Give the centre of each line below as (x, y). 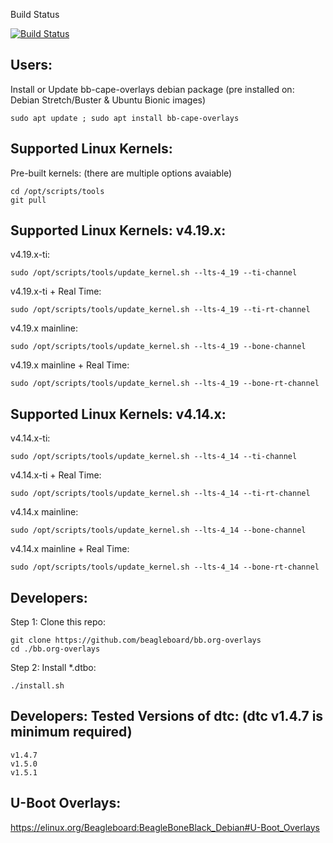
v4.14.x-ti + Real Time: (56, 475)
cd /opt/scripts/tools (57, 191)
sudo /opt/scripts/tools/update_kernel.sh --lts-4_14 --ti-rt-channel (160, 494)
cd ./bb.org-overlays (55, 649)
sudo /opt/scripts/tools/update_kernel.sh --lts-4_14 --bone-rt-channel (165, 567)
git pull (28, 200)
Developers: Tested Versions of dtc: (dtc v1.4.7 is (167, 716)
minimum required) (71, 732)
